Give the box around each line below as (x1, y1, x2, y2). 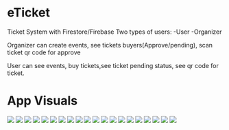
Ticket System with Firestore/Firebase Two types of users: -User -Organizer (7, 28, 222, 36)
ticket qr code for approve (7, 48, 81, 56)
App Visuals (7, 93, 77, 109)
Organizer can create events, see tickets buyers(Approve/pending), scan (7, 41, 213, 49)
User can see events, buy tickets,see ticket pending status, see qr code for (7, 61, 219, 69)
